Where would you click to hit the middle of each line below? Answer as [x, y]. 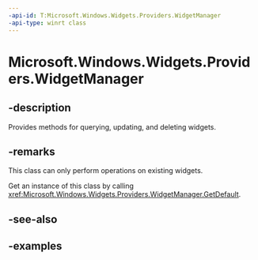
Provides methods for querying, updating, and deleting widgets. [112, 126]
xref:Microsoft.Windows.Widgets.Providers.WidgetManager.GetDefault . [125, 194]
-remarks [32, 151]
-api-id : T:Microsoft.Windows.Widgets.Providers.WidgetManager [115, 15]
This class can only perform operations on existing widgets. [106, 171]
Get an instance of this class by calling [71, 186]
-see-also [33, 219]
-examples [35, 246]
